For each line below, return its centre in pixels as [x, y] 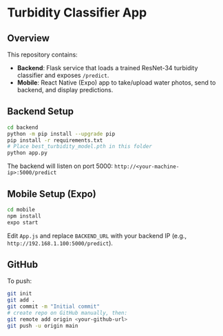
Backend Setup [41, 112]
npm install [24, 216]
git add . [21, 300]
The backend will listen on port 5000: [60, 166]
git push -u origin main [43, 326]
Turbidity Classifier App [77, 13]
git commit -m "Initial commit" [53, 307]
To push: [20, 281]
